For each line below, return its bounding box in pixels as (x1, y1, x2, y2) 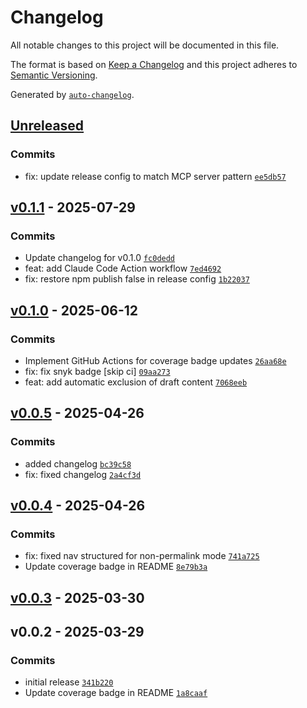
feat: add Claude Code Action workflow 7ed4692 (24, 262, 222, 275)
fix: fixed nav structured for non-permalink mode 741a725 (24, 550, 260, 562)
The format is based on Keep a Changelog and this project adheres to (10, 58, 298, 70)
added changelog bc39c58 (24, 457, 132, 470)
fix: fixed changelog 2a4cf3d (24, 468, 142, 480)
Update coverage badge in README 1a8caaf (24, 687, 208, 699)
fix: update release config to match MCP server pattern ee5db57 (24, 170, 287, 182)
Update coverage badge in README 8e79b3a (24, 561, 208, 573)
